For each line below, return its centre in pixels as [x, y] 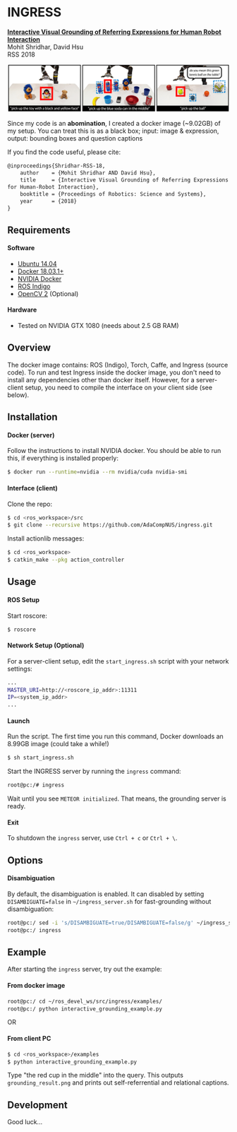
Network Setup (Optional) [46, 645]
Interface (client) [32, 488]
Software [21, 248]
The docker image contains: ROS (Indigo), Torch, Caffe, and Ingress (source [118, 365]
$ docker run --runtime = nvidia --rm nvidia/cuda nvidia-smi [98, 472]
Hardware [22, 310]
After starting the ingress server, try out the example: [85, 969]
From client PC [29, 1039]
